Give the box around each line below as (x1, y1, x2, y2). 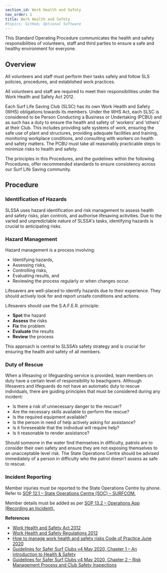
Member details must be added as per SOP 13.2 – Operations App (5, 500, 140, 506)
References (5, 515, 30, 521)
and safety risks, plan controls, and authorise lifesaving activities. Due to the (5, 212, 162, 218)
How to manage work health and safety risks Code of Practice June (12, 535, 152, 541)
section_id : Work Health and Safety (5, 7, 81, 13)
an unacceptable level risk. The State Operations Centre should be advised (5, 450, 160, 456)
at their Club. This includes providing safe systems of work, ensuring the (5, 125, 155, 131)
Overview (5, 60, 36, 69)
